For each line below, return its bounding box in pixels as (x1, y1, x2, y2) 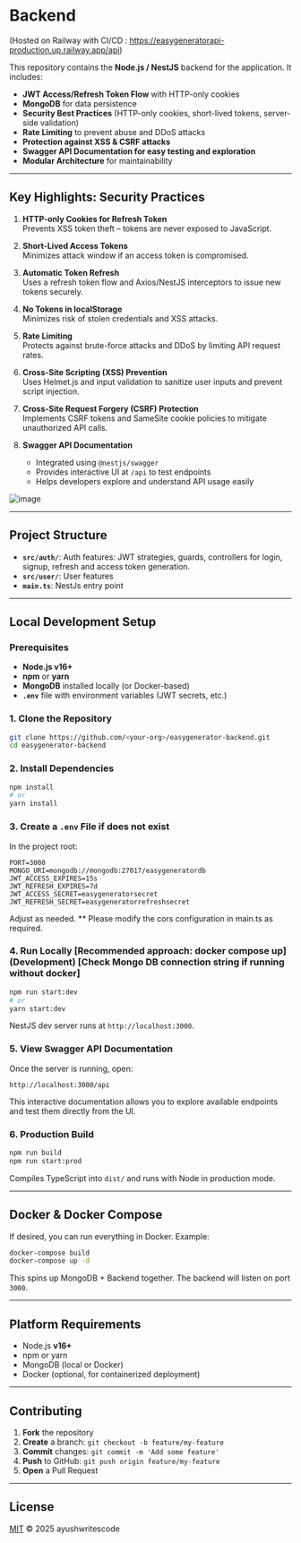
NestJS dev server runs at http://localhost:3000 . (9, 1020, 194, 1031)
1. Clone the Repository (9, 713, 112, 725)
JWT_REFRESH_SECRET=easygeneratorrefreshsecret (9, 897, 191, 906)
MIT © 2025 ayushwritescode (9, 1523, 121, 1534)
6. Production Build (9, 1127, 94, 1140)
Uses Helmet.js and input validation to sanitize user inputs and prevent (21, 376, 283, 387)
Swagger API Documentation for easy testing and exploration (21, 145, 256, 157)
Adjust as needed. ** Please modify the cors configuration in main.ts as (9, 913, 273, 923)
